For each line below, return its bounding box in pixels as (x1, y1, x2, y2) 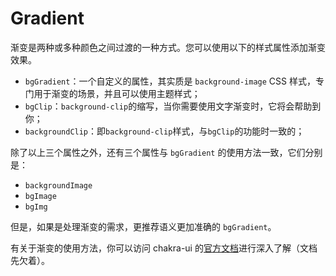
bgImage (24, 191, 57, 201)
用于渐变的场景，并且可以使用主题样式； (33, 87, 201, 99)
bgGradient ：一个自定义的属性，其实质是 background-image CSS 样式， (24, 75, 316, 87)
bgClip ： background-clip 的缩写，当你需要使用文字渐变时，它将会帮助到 (24, 100, 322, 112)
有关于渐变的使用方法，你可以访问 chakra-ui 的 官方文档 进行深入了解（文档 (10, 242, 318, 254)
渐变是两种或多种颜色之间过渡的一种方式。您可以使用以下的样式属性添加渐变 (10, 41, 326, 53)
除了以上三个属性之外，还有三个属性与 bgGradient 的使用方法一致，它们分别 (10, 146, 323, 158)
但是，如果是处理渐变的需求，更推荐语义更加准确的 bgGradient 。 (10, 220, 277, 232)
